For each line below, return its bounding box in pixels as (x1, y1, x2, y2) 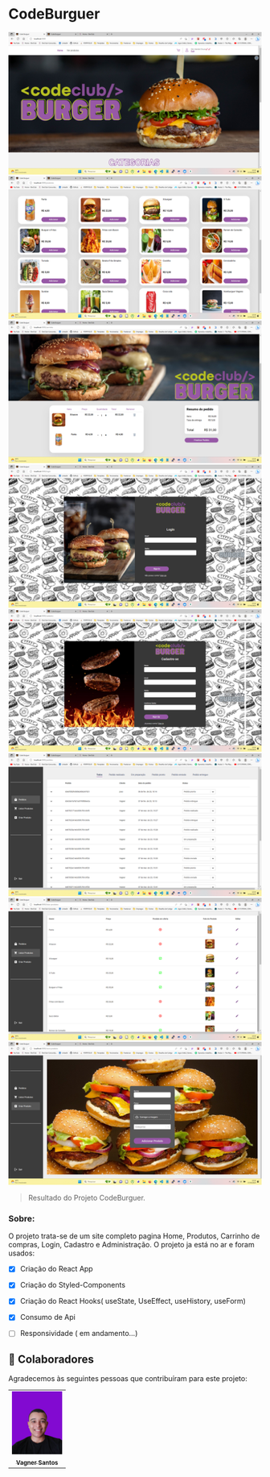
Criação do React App (19, 1264, 94, 1274)
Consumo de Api (19, 1313, 76, 1322)
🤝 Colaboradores (8, 1352, 95, 1366)
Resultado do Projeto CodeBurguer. (27, 1193, 146, 1202)
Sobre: (8, 1213, 35, 1224)
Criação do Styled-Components (19, 1280, 126, 1290)
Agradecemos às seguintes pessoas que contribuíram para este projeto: (8, 1374, 247, 1384)
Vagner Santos (15, 1458, 59, 1467)
